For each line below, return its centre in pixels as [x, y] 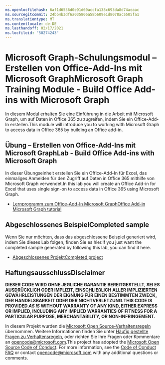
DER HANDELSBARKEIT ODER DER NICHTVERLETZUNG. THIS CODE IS [79, 301]
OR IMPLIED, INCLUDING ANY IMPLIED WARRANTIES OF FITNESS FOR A [81, 311]
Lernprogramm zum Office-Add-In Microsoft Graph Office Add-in [79, 204]
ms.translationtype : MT [30, 19]
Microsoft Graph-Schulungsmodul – [81, 58]
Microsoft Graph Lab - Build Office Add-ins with [80, 153]
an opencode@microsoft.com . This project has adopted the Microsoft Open [82, 342]
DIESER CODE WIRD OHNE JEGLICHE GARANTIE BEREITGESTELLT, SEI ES [83, 285]
